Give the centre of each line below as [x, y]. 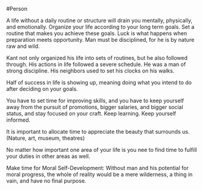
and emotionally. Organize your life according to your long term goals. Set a [100, 27]
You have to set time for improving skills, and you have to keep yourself [95, 100]
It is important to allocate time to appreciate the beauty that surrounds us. [98, 132]
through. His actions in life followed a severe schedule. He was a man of [96, 64]
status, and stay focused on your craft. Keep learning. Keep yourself [91, 113]
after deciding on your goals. [42, 89]
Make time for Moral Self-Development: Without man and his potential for [97, 168]
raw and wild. [23, 46]
